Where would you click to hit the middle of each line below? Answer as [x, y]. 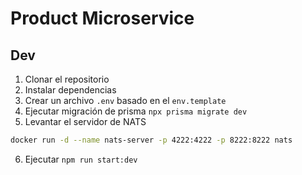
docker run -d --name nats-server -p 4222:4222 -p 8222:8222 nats [151, 140]
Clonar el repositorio [67, 79]
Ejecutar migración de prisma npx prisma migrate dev [136, 111]
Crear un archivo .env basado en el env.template [125, 100]
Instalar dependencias [70, 90]
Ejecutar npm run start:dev [81, 159]
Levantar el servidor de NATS [85, 121]
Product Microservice [102, 18]
